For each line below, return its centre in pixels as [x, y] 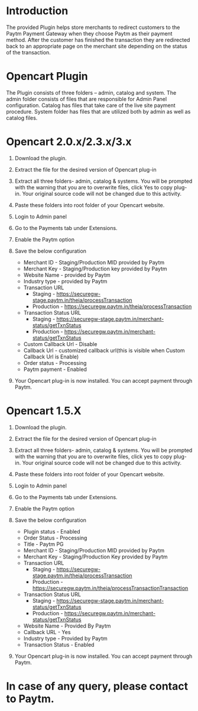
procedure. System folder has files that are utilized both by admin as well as [98, 111]
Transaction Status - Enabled [59, 644]
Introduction [37, 11]
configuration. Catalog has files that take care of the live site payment [91, 105]
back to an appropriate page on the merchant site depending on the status [97, 46]
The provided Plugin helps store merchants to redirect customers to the [93, 27]
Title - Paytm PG [43, 544]
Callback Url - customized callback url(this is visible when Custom [104, 350]
